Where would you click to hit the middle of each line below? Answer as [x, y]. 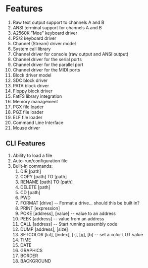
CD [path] [30, 192]
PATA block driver [31, 85]
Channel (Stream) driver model [44, 43]
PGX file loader [28, 107]
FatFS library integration [37, 96]
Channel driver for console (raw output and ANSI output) [71, 54]
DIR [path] [31, 171]
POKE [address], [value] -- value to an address [68, 213]
